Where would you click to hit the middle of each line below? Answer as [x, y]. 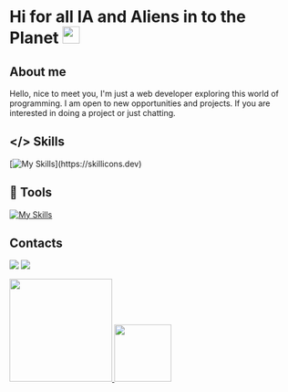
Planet [34, 38]
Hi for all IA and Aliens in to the [128, 17]
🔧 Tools [31, 192]
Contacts [36, 244]
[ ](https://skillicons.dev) [76, 164]
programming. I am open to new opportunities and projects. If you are [140, 103]
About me [38, 72]
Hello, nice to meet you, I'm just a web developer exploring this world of [144, 94]
